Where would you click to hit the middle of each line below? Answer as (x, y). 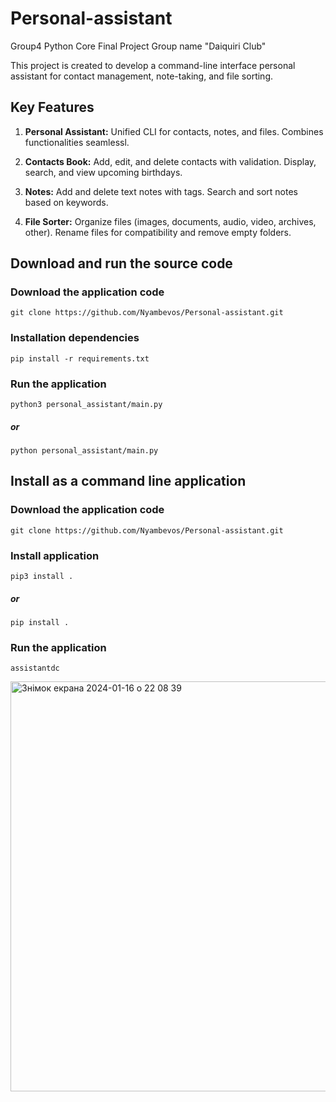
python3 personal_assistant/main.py (86, 405)
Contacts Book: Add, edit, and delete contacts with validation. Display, (170, 161)
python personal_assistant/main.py (84, 451)
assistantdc (35, 668)
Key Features (52, 107)
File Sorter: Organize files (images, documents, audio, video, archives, (170, 221)
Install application (55, 555)
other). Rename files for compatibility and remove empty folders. (158, 232)
